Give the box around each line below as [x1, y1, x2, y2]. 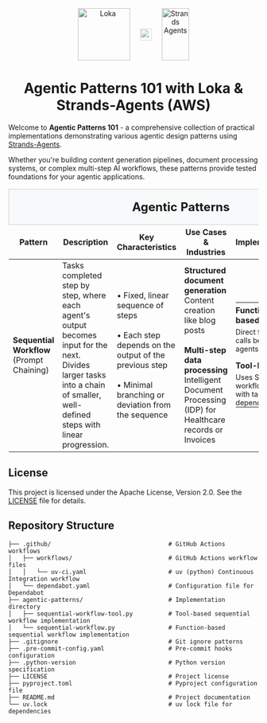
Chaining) [13, 364, 49, 375]
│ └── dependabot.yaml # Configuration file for [8, 581, 254, 590]
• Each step [116, 330, 161, 341]
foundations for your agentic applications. [8, 171, 145, 182]
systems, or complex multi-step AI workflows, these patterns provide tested [8, 163, 257, 173]
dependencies [8, 707, 52, 715]
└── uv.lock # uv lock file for [8, 700, 233, 708]
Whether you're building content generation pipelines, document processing [8, 154, 258, 164]
